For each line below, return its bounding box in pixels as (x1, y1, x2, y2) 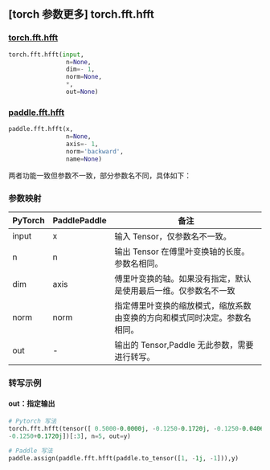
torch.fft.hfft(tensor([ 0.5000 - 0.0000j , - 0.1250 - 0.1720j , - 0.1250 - (8, 424, 243, 432)
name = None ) (65, 155, 103, 163)
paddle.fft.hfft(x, (8, 125, 74, 133)
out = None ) (65, 88, 99, 96)
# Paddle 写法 (8, 447, 54, 455)
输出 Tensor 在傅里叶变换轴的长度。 (114, 246, 250, 257)
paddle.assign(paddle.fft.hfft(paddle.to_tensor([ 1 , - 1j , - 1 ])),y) (8, 454, 239, 462)
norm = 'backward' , (65, 147, 125, 155)
